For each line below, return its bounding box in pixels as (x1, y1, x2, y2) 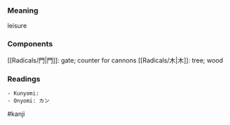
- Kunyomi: (7, 90, 40, 97)
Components (7, 39, 53, 49)
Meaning (7, 6, 39, 15)
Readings (7, 74, 41, 84)
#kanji (7, 110, 25, 118)
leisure (7, 22, 27, 30)
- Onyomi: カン (7, 97, 50, 104)
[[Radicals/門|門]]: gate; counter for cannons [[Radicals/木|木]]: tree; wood (7, 55, 224, 65)
